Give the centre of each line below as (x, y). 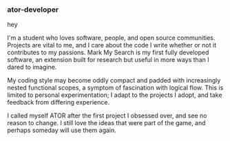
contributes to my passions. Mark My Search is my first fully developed (108, 52)
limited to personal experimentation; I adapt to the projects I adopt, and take (115, 95)
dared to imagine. (32, 67)
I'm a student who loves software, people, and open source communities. (111, 38)
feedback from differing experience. (59, 102)
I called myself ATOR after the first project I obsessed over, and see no (107, 116)
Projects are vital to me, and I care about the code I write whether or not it (112, 45)
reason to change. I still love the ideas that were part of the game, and (106, 123)
